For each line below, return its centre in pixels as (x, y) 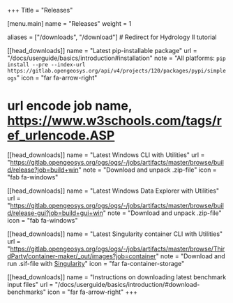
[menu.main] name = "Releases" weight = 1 (69, 23)
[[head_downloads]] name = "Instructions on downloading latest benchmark (117, 277)
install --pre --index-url (46, 65)
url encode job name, (70, 106)
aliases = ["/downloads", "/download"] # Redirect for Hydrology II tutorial (112, 37)
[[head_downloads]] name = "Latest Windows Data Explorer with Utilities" (113, 191)
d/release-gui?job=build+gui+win (55, 213)
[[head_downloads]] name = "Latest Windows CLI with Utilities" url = (106, 155)
